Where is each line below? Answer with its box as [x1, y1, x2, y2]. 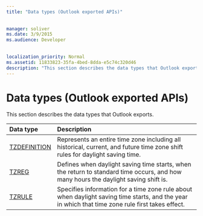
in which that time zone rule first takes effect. [57, 200, 185, 209]
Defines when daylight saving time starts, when [57, 160, 192, 169]
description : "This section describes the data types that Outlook [6, 65, 180, 71]
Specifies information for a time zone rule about [57, 185, 192, 194]
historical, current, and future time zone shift [57, 143, 183, 151]
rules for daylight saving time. [57, 150, 141, 159]
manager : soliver [6, 25, 50, 32]
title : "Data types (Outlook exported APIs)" [6, 8, 123, 15]
